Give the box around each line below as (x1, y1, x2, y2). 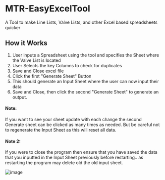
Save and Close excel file (12, 68, 64, 74)
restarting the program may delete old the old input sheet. (5, 160, 123, 166)
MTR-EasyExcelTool (5, 3, 90, 14)
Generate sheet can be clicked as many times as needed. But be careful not (5, 122, 160, 128)
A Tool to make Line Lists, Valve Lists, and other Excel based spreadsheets (5, 19, 158, 25)
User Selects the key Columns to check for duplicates (12, 62, 122, 68)
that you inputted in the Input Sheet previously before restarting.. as (5, 154, 144, 161)
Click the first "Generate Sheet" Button (12, 73, 92, 79)
